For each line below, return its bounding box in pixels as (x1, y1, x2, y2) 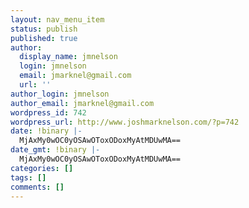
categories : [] (10, 163, 74, 173)
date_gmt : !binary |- (10, 145, 101, 155)
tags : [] (10, 172, 47, 183)
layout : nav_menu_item (10, 14, 105, 25)
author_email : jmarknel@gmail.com (10, 98, 155, 108)
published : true (10, 33, 78, 43)
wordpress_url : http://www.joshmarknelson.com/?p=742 (10, 117, 240, 127)
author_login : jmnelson (10, 89, 110, 99)
